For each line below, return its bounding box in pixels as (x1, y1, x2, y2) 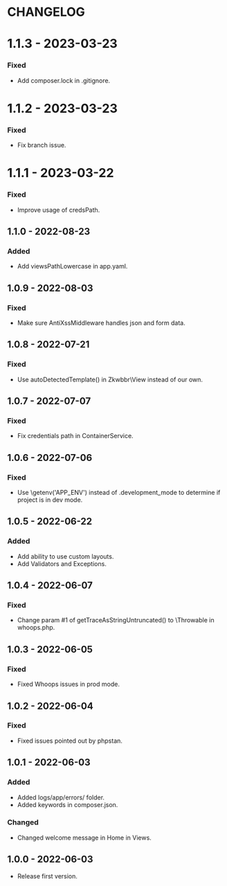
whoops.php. (17, 624, 55, 632)
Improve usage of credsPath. (17, 206, 100, 214)
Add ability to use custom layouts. (17, 552, 114, 561)
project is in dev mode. (17, 496, 83, 504)
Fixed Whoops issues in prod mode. (17, 680, 120, 689)
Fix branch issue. (17, 141, 66, 150)
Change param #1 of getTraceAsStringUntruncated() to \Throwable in (17, 616, 215, 624)
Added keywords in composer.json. (17, 800, 118, 808)
